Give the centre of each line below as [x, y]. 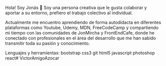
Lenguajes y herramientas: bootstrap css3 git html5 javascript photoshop [80, 53]
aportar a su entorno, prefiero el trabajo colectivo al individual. [69, 13]
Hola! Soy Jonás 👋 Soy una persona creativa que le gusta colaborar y [76, 8]
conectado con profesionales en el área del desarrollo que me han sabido [81, 38]
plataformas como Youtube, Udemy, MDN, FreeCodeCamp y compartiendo [82, 28]
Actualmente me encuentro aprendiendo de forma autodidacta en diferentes [83, 22]
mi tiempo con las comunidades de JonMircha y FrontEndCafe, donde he [80, 33]
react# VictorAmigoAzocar [32, 58]
